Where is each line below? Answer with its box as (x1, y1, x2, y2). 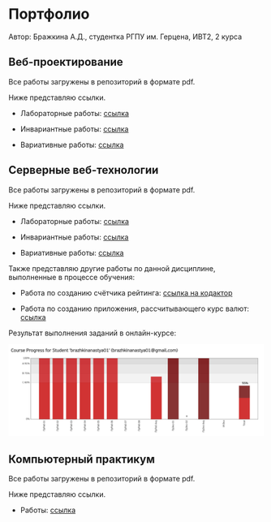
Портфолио (8, 5, 90, 24)
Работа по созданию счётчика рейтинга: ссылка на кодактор (19, 287, 233, 297)
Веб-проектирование (8, 55, 123, 69)
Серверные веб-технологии (8, 163, 159, 177)
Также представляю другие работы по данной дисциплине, (8, 263, 216, 273)
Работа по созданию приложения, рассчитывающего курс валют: (19, 304, 250, 313)
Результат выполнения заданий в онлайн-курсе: (8, 328, 177, 338)
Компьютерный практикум (8, 452, 156, 466)
